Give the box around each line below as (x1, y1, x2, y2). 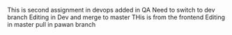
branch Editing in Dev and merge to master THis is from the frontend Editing (7, 13, 225, 21)
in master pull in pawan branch (7, 21, 96, 28)
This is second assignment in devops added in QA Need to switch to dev (7, 6, 215, 14)
